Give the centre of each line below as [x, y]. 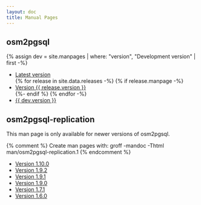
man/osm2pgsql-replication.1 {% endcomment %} [69, 152]
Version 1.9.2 [31, 171]
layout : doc [21, 12]
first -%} [17, 63]
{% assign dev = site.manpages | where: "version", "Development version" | [101, 57]
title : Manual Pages [32, 18]
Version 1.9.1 [31, 177]
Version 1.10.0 [32, 164]
